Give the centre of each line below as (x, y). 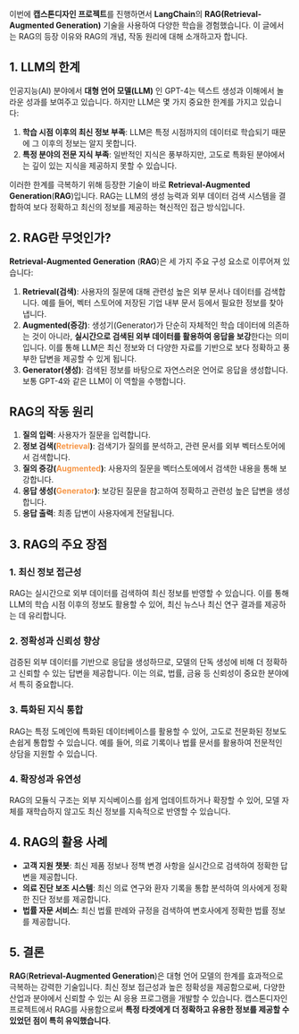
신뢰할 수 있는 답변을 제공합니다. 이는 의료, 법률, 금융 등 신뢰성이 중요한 (142, 673)
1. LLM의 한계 (45, 68)
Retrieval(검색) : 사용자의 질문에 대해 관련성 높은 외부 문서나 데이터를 (142, 291)
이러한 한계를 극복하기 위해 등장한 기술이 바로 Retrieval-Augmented (130, 184)
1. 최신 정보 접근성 (46, 572)
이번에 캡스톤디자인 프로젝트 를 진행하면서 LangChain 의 (106, 14)
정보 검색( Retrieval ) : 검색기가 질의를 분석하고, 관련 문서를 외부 (131, 446)
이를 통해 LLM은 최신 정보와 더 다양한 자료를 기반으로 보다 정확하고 (165, 347)
